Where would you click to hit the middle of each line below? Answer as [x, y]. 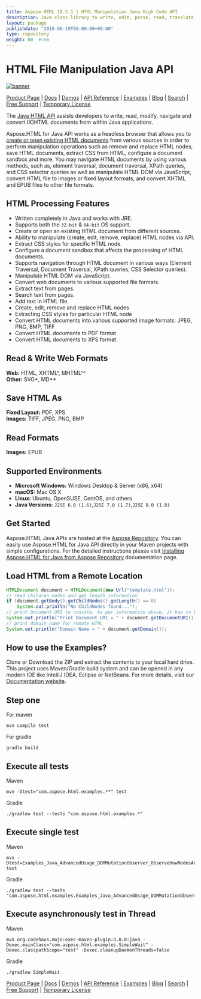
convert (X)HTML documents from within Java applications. [80, 122]
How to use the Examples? [57, 648]
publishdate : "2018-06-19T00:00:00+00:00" [60, 29]
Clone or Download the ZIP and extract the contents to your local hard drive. [100, 662]
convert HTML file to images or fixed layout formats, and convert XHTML [96, 178]
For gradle [19, 737]
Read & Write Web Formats [57, 358]
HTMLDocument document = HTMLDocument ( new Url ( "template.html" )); [91, 590]
